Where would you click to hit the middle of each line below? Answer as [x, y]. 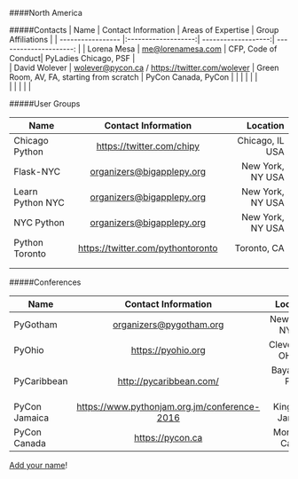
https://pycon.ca [169, 438]
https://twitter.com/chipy [148, 146]
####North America [46, 13]
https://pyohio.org [168, 350]
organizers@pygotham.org [168, 325]
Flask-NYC [37, 172]
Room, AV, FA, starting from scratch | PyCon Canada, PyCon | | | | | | [133, 77]
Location [266, 126]
